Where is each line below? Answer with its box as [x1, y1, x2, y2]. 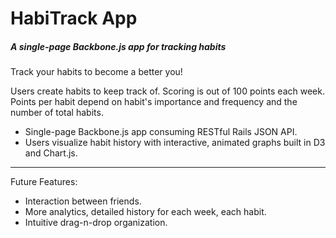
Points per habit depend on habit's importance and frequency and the [10, 96, 298, 108]
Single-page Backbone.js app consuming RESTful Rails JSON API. [24, 126, 298, 138]
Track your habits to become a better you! [10, 66, 183, 78]
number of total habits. [10, 107, 104, 119]
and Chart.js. [24, 147, 78, 159]
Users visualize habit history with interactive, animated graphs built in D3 [24, 137, 326, 149]
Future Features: [10, 176, 78, 188]
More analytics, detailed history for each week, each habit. [24, 206, 267, 218]
